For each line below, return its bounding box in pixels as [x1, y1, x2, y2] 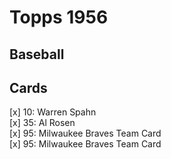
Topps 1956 [9, 6, 109, 29]
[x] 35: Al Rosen [9, 117, 76, 129]
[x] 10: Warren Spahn [9, 106, 97, 118]
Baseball [9, 46, 65, 63]
